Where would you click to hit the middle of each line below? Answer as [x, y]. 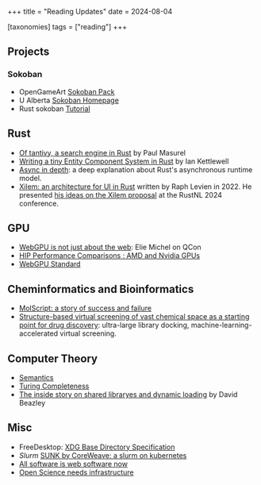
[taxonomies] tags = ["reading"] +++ [67, 27]
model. [30, 178]
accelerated [38, 333]
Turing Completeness [54, 386]
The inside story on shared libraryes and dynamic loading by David [128, 394]
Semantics [36, 377]
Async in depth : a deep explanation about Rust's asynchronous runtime [136, 169]
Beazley [32, 402]
